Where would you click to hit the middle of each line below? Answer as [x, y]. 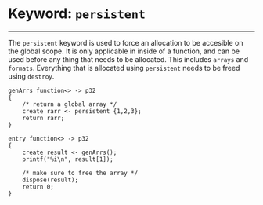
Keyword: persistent [77, 14]
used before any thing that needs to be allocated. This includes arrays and [128, 59]
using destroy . [31, 76]
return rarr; [43, 118]
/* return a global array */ [70, 104]
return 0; [38, 187]
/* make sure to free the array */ [80, 173]
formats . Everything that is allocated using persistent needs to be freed [124, 68]
